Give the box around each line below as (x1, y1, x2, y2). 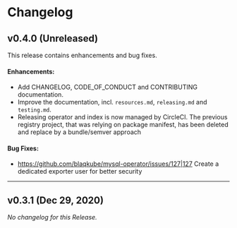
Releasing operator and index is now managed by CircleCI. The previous (17, 113, 228, 121)
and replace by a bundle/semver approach (17, 128, 142, 136)
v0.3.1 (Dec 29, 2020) (7, 194, 104, 206)
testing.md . (17, 105, 51, 114)
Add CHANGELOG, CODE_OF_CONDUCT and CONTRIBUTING (17, 83, 197, 92)
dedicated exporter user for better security (17, 167, 142, 176)
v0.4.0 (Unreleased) (7, 32, 99, 44)
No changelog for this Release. (7, 213, 97, 222)
